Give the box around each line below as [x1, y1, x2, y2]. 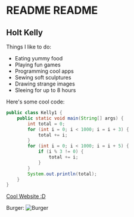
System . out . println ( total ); [27, 171, 97, 177]
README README [6, 4, 98, 17]
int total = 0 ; [27, 121, 66, 127]
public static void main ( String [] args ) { [17, 115, 124, 121]
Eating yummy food [14, 55, 63, 62]
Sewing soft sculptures [14, 74, 71, 81]
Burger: [6, 204, 25, 212]
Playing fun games [14, 61, 61, 68]
